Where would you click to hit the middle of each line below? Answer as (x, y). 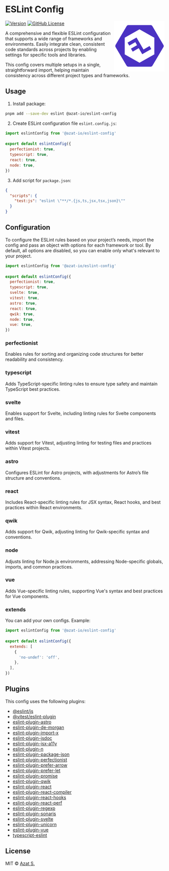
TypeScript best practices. (33, 389)
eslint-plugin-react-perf (37, 802)
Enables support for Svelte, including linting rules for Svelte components (81, 413)
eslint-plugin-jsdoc (32, 738)
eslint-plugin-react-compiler (42, 792)
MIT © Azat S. (20, 863)
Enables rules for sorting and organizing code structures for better (74, 354)
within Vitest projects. (28, 448)
